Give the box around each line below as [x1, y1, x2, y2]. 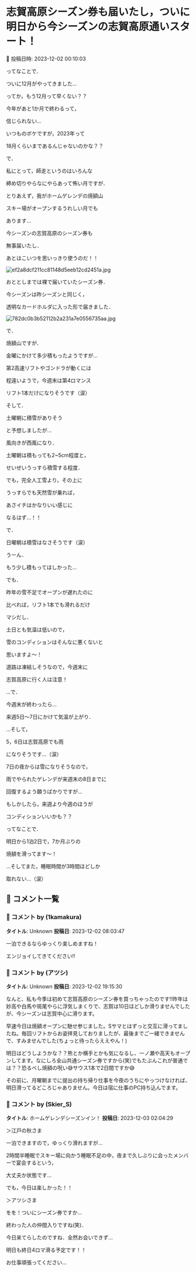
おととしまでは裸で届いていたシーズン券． [6, 278, 108, 285]
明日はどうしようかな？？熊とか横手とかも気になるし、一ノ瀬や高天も [6, 1049, 176, 1056]
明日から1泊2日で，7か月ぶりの [6, 838, 81, 845]
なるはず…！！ [6, 514, 42, 521]
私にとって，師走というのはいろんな [6, 167, 92, 174]
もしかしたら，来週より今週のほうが [6, 800, 94, 807]
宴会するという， [16, 1159, 57, 1167]
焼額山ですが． [6, 339, 42, 346]
